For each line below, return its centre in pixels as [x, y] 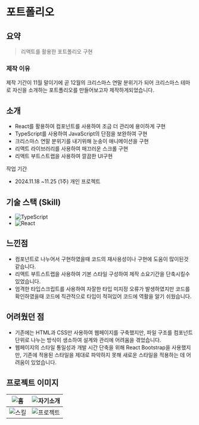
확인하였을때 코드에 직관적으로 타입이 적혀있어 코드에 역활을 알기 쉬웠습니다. [103, 296]
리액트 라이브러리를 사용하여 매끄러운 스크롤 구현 [71, 149]
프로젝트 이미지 [32, 383]
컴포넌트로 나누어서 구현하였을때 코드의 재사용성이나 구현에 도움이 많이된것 [102, 259]
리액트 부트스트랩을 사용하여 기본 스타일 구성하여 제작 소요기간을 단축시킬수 [102, 274]
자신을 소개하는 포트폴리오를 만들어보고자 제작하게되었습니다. [83, 90]
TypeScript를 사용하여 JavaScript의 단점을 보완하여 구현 [81, 134]
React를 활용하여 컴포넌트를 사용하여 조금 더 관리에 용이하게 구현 [90, 127]
